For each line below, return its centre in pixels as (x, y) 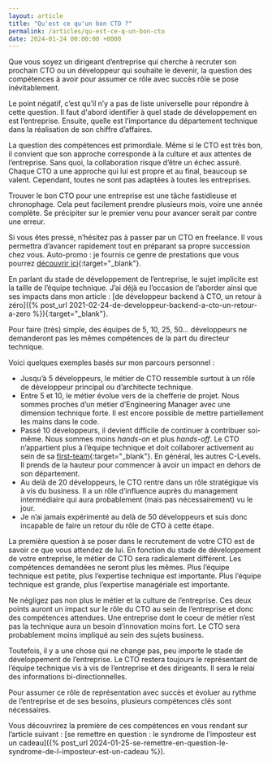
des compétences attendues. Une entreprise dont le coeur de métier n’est (132, 618)
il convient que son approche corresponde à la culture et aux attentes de (130, 154)
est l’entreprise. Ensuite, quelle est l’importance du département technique (133, 121)
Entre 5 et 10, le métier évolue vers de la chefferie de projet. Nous (130, 396)
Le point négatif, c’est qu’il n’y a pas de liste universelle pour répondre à (129, 103)
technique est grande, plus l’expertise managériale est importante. (119, 585)
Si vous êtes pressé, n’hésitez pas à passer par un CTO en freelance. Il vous (136, 238)
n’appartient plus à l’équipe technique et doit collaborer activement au (137, 448)
